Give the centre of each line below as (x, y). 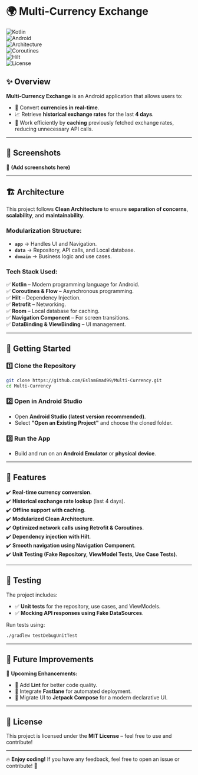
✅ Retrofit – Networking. (36, 304)
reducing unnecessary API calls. (54, 129)
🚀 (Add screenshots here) (38, 167)
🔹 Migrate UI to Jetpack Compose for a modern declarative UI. (91, 698)
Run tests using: (26, 624)
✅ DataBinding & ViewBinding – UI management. (66, 324)
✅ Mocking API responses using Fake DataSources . (79, 613)
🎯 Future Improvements (50, 659)
